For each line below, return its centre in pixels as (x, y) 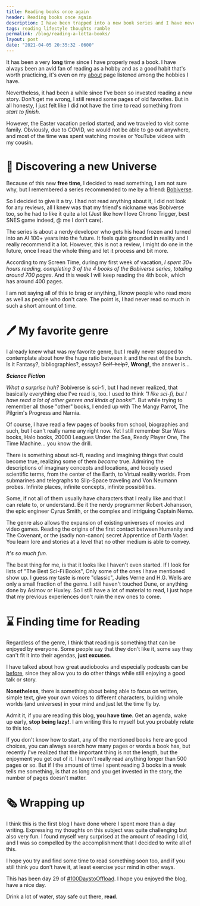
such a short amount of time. (42, 305)
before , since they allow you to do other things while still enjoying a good (96, 673)
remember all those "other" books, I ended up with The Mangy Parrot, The (97, 406)
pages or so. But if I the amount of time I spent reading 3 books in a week (96, 765)
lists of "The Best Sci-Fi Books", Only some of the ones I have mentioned (96, 571)
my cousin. (20, 142)
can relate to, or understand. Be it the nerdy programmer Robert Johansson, (99, 504)
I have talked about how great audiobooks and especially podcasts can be (97, 666)
